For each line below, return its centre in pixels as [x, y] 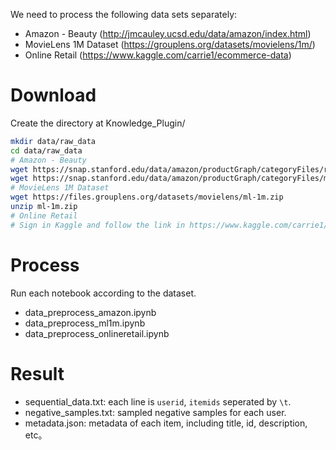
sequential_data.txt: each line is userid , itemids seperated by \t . [158, 401]
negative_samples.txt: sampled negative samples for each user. [155, 412]
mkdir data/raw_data [53, 141]
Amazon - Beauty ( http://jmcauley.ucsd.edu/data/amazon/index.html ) [168, 33]
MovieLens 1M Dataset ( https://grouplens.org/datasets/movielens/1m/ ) [170, 44]
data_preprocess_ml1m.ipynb [85, 323]
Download [53, 95]
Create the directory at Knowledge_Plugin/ [98, 123]
